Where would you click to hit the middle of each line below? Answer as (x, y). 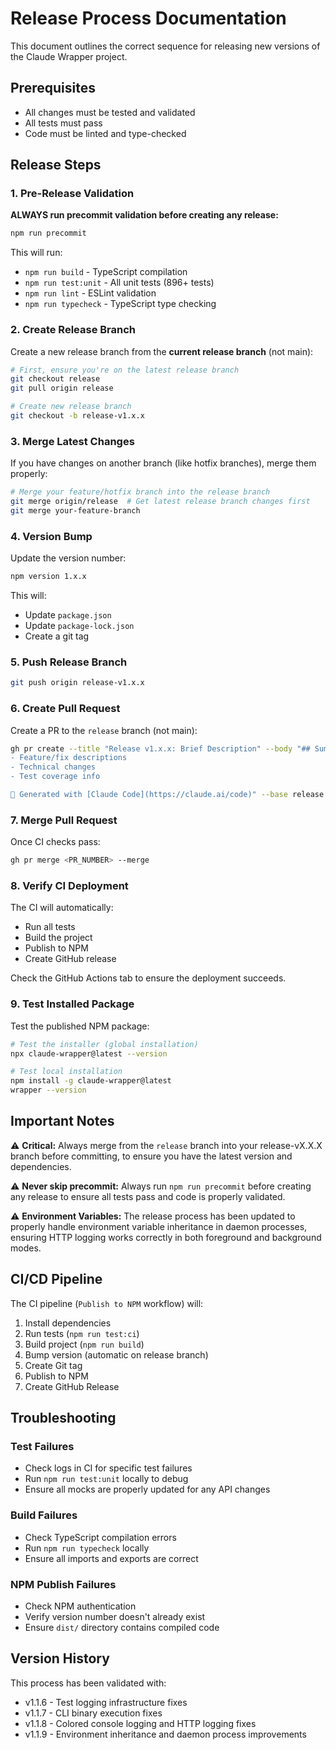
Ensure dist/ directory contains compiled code (122, 1627)
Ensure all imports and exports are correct (111, 1558)
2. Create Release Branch (73, 330)
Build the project (58, 938)
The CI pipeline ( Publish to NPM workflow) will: (107, 1303)
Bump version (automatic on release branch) (116, 1354)
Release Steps (56, 165)
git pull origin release (62, 388)
